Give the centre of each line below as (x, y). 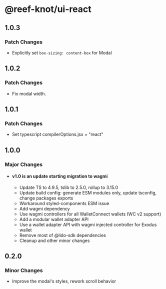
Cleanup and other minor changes (54, 240)
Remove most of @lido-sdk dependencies (62, 235)
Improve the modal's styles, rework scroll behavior (64, 281)
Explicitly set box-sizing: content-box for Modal (62, 52)
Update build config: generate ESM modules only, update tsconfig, (88, 192)
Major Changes (24, 164)
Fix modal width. (29, 93)
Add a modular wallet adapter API (54, 219)
